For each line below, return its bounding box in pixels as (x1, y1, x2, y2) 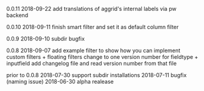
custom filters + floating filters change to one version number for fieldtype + (6, 53, 199, 60)
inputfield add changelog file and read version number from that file (6, 60, 177, 67)
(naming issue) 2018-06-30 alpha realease (6, 78, 114, 85)
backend (6, 12, 29, 19)
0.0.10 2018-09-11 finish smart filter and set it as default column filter (6, 24, 179, 30)
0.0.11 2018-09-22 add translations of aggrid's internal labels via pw (6, 5, 177, 12)
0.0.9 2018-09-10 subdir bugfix (6, 35, 85, 42)
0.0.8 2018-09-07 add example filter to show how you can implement (6, 47, 181, 54)
